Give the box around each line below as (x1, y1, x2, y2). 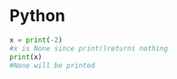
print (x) (9, 52, 43, 62)
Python (9, 5, 65, 26)
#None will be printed (9, 61, 95, 70)
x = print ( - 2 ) (9, 35, 64, 44)
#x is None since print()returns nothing (9, 44, 169, 53)
